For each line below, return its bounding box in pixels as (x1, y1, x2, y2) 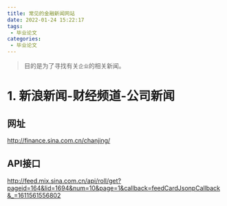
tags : (7, 23, 23, 30)
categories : (7, 36, 41, 43)
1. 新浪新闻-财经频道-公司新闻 (7, 89, 175, 104)
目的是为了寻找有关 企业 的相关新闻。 (23, 62, 125, 69)
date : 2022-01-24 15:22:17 (7, 16, 85, 23)
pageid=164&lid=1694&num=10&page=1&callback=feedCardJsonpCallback (7, 183, 221, 192)
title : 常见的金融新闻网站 (7, 10, 76, 17)
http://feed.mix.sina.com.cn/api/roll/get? (7, 176, 122, 185)
